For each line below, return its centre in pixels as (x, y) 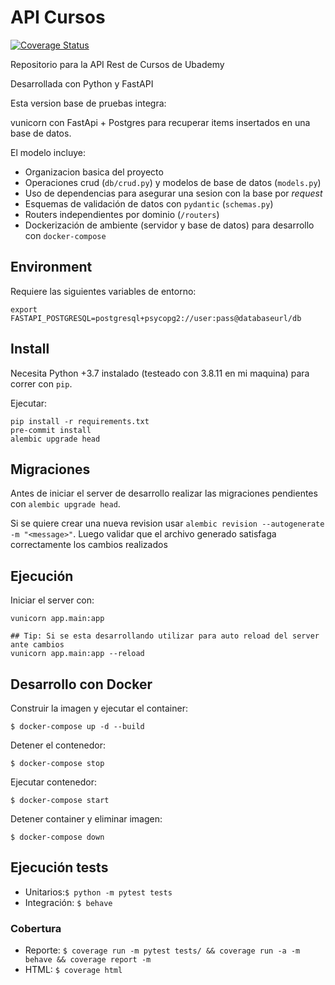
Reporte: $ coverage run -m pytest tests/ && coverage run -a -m (162, 950)
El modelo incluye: (48, 152)
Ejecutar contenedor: (53, 782)
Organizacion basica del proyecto (94, 172)
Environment (51, 267)
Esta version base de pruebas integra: (88, 103)
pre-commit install (51, 430)
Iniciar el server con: (52, 600)
